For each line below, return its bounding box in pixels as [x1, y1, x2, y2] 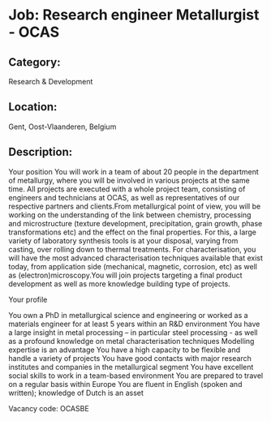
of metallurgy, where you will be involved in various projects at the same [8, 175, 250, 185]
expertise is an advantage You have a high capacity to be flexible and [8, 345, 241, 354]
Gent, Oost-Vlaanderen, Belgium [8, 122, 117, 131]
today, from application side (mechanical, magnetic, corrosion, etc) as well [8, 261, 258, 271]
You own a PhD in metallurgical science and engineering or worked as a [8, 310, 249, 320]
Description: [8, 145, 73, 159]
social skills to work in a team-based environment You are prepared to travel [8, 371, 264, 380]
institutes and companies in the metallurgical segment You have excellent [8, 362, 254, 372]
